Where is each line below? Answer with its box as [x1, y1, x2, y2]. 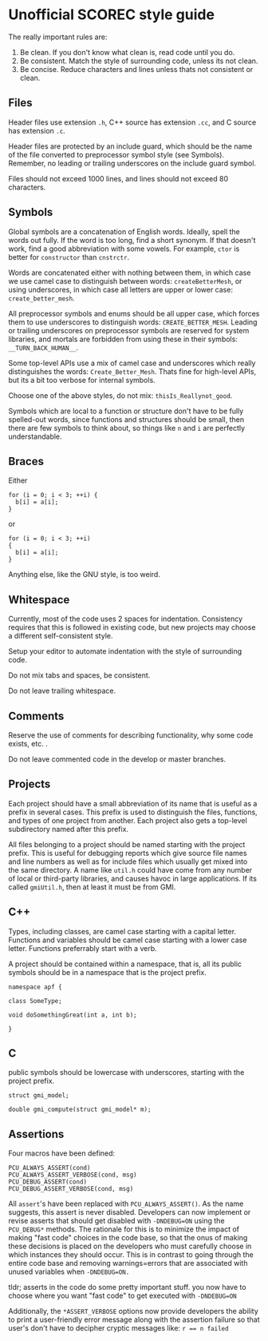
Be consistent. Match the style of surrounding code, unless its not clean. [19, 56, 258, 66]
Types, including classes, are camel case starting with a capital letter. [8, 926, 237, 936]
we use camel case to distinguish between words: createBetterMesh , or [8, 276, 242, 285]
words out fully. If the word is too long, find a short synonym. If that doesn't [8, 235, 256, 245]
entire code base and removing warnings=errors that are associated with [8, 1259, 248, 1268]
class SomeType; [8, 997, 62, 1005]
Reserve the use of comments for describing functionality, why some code [8, 730, 254, 740]
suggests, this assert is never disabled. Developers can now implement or [8, 1208, 251, 1217]
